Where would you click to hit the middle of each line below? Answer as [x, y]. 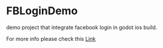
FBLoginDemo [42, 11]
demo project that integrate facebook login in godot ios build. [82, 27]
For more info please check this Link [51, 39]
